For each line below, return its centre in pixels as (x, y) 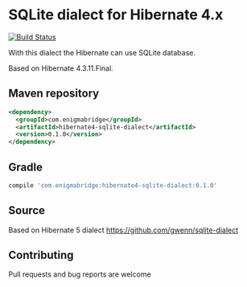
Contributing (41, 255)
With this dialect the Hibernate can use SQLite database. (102, 52)
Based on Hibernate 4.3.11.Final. (61, 68)
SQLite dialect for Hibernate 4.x (116, 15)
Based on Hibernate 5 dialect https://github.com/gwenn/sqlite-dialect (123, 230)
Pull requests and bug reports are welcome (80, 274)
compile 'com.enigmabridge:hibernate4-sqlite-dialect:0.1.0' (113, 185)
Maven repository (54, 94)
